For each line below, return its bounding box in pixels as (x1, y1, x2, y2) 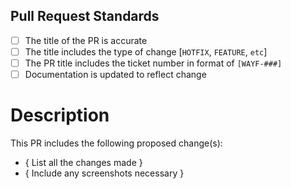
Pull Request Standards (10, 8, 160, 25)
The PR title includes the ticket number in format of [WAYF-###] (24, 57, 283, 69)
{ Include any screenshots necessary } (24, 167, 185, 179)
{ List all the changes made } (24, 157, 143, 168)
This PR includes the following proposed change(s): (10, 137, 223, 149)
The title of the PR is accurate (24, 34, 148, 46)
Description (10, 104, 110, 127)
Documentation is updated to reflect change (24, 69, 207, 80)
